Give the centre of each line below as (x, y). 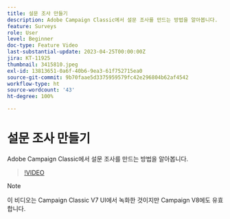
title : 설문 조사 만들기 (38, 13)
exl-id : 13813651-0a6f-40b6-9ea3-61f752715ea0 (75, 71)
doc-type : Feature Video (43, 45)
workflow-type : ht (33, 84)
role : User (23, 33)
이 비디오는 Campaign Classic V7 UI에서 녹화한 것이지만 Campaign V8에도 (109, 200)
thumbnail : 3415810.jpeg (43, 65)
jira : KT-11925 (29, 58)
